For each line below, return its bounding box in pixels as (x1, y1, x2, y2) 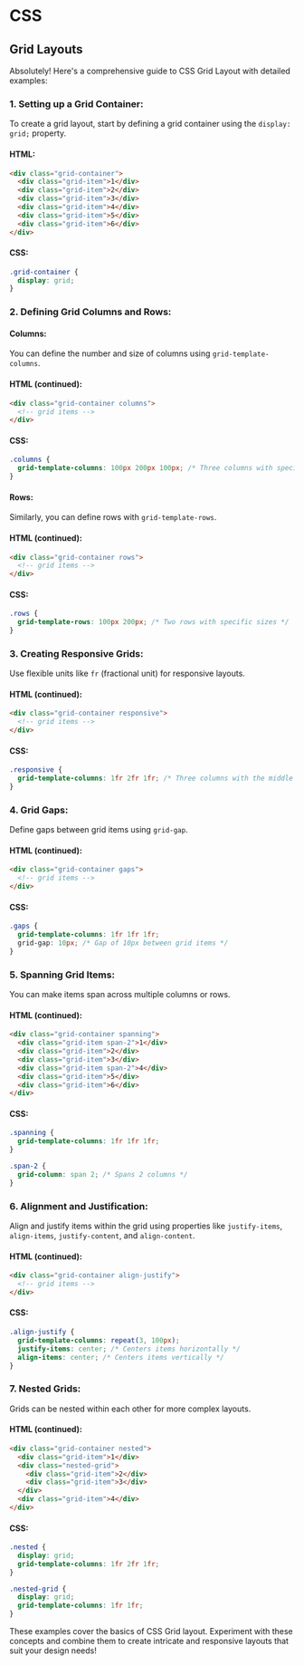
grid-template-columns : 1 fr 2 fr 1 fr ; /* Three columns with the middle (17, 774, 294, 784)
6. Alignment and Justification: (9, 1199, 148, 1212)
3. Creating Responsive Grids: (9, 647, 144, 659)
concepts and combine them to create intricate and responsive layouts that (9, 1636, 290, 1647)
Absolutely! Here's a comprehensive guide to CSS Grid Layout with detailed (9, 65, 291, 76)
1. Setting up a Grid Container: (9, 97, 144, 110)
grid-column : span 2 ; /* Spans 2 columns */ (17, 1169, 188, 1179)
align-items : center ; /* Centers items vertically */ (17, 1352, 224, 1362)
